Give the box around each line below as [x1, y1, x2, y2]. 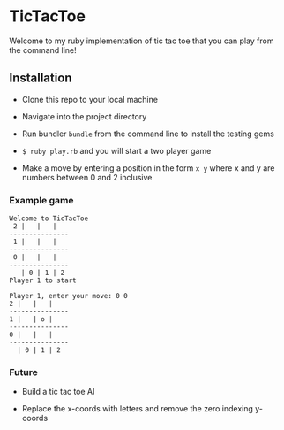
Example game [9, 194, 74, 206]
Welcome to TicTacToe [9, 214, 89, 223]
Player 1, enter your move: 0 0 [9, 292, 128, 301]
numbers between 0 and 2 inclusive [21, 172, 153, 182]
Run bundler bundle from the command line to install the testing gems [21, 128, 275, 139]
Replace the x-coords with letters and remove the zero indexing [21, 403, 254, 414]
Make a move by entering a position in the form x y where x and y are [21, 162, 275, 173]
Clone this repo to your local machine [21, 94, 159, 104]
